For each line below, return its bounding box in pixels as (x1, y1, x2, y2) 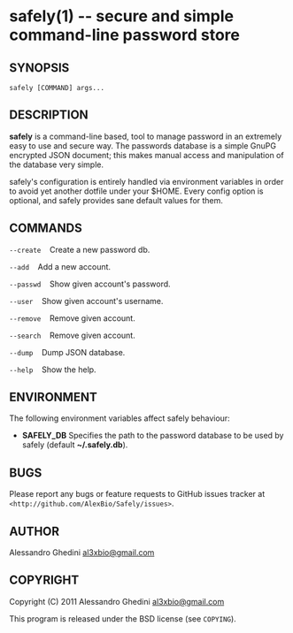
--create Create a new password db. (9, 244, 150, 255)
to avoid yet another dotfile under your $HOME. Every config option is (9, 186, 264, 196)
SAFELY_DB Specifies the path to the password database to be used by (21, 431, 284, 441)
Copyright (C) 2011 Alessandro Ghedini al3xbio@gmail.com (9, 596, 225, 606)
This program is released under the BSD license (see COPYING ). (9, 613, 236, 624)
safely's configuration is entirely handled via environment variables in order (9, 176, 284, 187)
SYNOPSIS (9, 60, 70, 75)
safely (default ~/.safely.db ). (21, 439, 128, 450)
